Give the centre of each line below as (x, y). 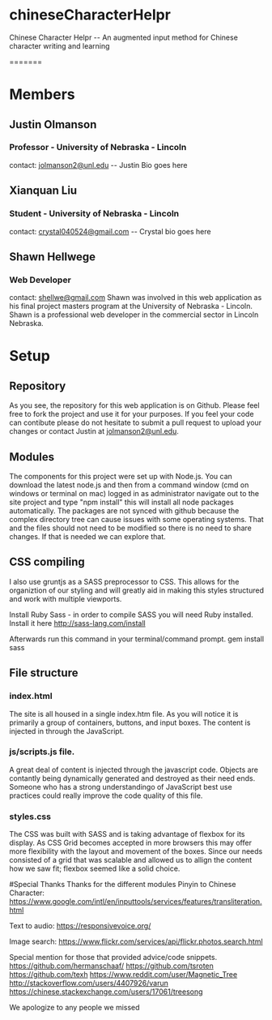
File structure (44, 673)
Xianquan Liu (43, 191)
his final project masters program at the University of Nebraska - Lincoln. (131, 306)
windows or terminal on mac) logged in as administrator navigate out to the (134, 493)
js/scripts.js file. (42, 752)
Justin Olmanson (53, 124)
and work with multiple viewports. (66, 598)
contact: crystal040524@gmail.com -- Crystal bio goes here (110, 231)
